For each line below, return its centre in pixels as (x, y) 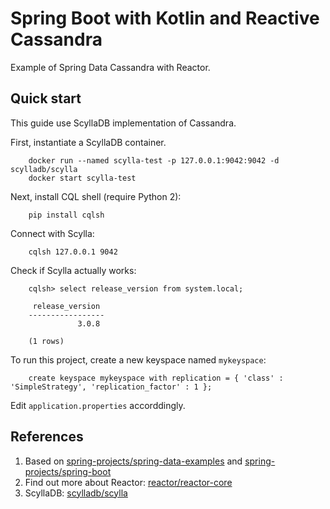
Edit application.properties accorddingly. (98, 405)
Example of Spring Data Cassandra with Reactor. (110, 67)
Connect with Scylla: (52, 233)
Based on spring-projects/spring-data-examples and (133, 461)
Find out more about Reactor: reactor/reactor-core (128, 482)
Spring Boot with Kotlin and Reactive (165, 18)
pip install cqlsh (66, 215)
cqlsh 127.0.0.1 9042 (73, 252)
